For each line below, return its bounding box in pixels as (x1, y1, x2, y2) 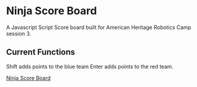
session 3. (6, 30, 32, 37)
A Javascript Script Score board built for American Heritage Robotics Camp (6, 24, 192, 31)
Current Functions (6, 47, 76, 57)
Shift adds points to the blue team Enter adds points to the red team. (6, 63, 174, 70)
